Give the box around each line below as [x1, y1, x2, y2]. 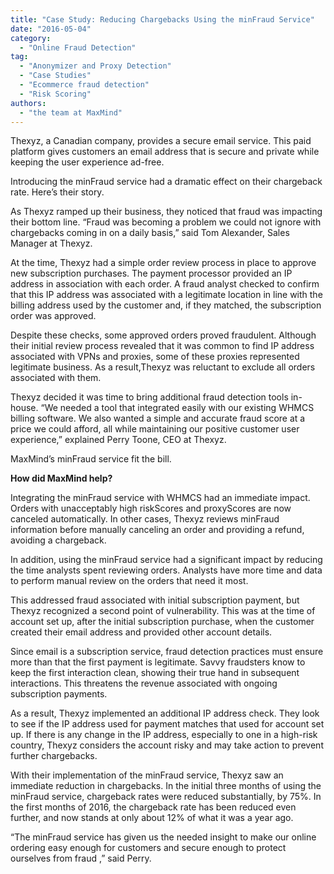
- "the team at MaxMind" [19, 107, 123, 118]
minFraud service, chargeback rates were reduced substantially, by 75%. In [10, 791, 322, 803]
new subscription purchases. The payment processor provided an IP [10, 267, 293, 280]
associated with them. [10, 372, 102, 384]
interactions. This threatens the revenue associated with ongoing [10, 677, 278, 690]
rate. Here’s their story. [10, 186, 105, 198]
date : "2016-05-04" [10, 24, 92, 34]
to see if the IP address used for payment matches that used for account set [10, 718, 325, 730]
